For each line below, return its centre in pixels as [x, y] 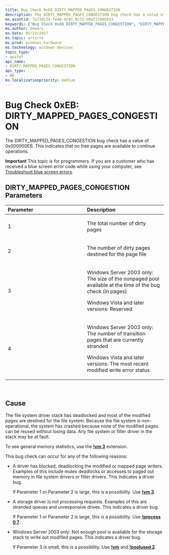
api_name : [16, 61]
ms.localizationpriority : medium [40, 80]
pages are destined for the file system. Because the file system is [73, 421]
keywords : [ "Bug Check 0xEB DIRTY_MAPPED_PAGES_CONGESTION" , [71, 24]
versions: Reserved [110, 309]
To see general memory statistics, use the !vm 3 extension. [67, 447]
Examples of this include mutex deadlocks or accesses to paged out [83, 471]
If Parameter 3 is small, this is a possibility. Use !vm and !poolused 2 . [84, 547]
